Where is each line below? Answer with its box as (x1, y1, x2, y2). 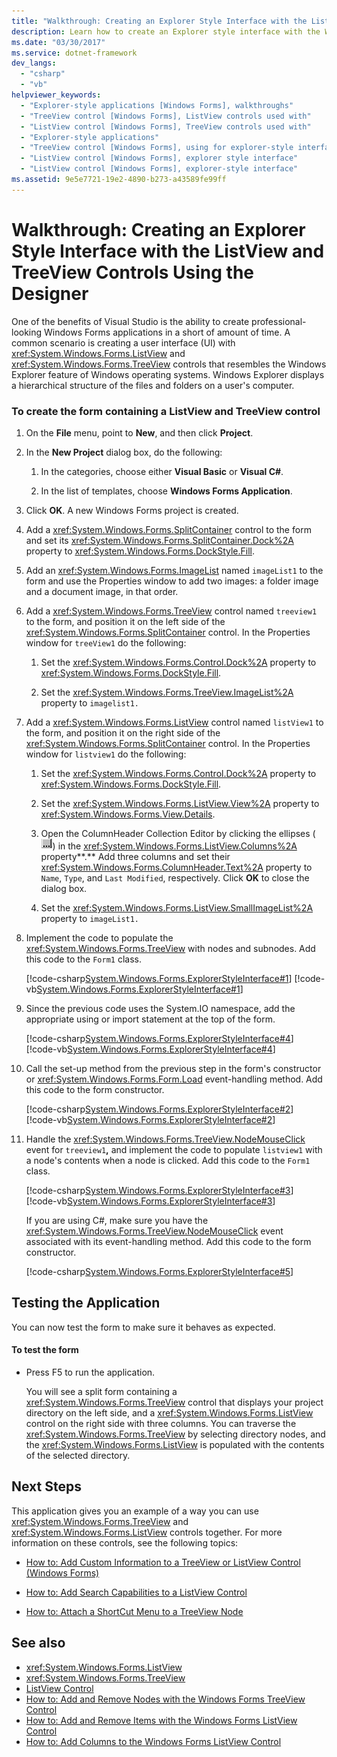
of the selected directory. (25, 1450, 131, 1461)
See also (11, 1635, 66, 1652)
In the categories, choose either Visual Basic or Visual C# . (40, 465, 284, 477)
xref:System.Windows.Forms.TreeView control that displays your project (25, 1396, 324, 1408)
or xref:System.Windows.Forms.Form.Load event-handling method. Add (25, 1073, 323, 1085)
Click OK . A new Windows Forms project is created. (25, 504, 239, 516)
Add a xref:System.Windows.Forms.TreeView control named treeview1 (25, 605, 318, 617)
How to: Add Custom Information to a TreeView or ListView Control (25, 1556, 301, 1568)
